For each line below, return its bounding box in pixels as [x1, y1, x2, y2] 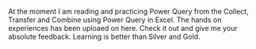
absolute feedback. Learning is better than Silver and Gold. [8, 32, 201, 41]
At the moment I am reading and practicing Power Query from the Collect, [8, 7, 249, 16]
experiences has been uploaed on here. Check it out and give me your [8, 24, 238, 32]
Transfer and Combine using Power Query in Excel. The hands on [8, 15, 222, 24]
